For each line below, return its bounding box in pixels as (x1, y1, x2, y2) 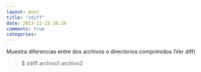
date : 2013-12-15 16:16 (6, 20, 67, 26)
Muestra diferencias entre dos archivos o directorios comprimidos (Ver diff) (6, 48, 196, 55)
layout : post (6, 8, 40, 15)
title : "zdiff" (6, 15, 45, 21)
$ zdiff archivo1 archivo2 (21, 60, 83, 67)
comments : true (6, 25, 45, 32)
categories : (6, 31, 37, 38)
